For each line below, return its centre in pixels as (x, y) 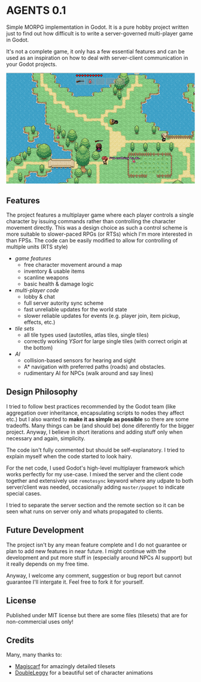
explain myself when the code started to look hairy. (69, 456)
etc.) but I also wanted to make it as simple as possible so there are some (98, 419)
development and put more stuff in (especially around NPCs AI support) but (99, 557)
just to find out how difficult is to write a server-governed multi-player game (100, 33)
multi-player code (37, 290)
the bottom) (38, 348)
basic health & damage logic (59, 284)
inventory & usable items (54, 271)
